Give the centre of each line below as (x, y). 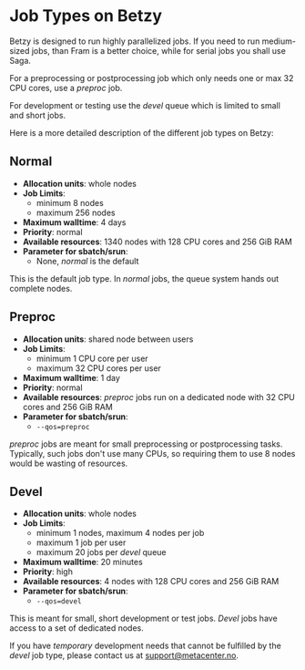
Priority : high (47, 572)
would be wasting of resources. (69, 463)
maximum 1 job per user (81, 542)
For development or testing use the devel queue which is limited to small (145, 105)
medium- (279, 41)
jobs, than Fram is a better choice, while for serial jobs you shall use (159, 50)
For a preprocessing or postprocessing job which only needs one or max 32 (152, 77)
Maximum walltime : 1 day (71, 377)
